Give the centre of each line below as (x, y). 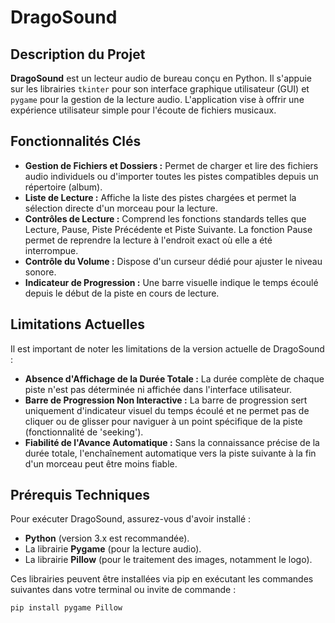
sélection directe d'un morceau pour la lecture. (121, 208)
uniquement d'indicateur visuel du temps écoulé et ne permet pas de (167, 410)
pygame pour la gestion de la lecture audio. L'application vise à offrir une (157, 99)
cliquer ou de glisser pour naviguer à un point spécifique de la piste (163, 421)
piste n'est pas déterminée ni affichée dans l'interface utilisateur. (158, 389)
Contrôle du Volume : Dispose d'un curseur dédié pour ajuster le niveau (173, 261)
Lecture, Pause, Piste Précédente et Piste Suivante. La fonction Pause (168, 229)
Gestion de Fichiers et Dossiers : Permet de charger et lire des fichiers (171, 165)
